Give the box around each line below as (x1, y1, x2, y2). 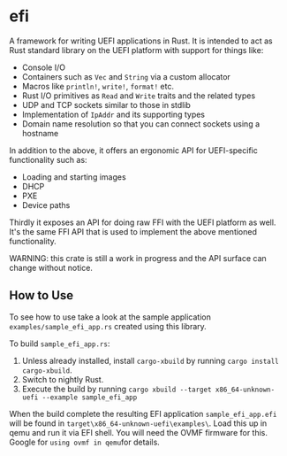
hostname (21, 128, 59, 138)
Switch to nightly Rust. (21, 374, 104, 384)
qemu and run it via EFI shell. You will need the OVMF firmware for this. (9, 427, 268, 437)
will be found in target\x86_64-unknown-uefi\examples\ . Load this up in (9, 418, 268, 429)
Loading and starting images (21, 171, 126, 182)
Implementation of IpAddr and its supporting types (21, 109, 206, 120)
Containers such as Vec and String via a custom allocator (21, 71, 231, 81)
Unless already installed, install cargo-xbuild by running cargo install (21, 355, 280, 366)
